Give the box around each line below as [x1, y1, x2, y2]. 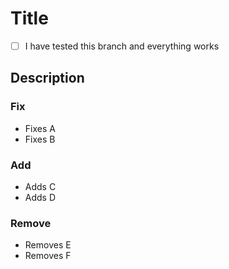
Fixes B [24, 133, 56, 145]
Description [10, 70, 85, 87]
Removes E [24, 239, 72, 251]
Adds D [24, 191, 57, 203]
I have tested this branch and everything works [24, 40, 220, 52]
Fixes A [24, 122, 56, 134]
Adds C [24, 180, 57, 192]
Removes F [24, 250, 72, 262]
